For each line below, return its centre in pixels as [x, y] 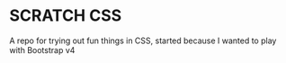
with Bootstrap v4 [42, 49]
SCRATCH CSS [66, 16]
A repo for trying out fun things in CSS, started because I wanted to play [143, 40]
